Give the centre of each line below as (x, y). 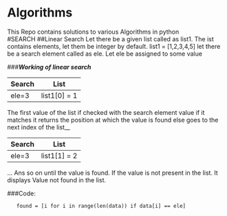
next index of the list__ (39, 127)
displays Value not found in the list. (57, 180)
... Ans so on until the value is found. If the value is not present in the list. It (112, 173)
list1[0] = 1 (59, 96)
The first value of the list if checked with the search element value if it (106, 112)
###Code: (21, 193)
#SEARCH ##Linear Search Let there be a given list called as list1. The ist (111, 39)
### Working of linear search (49, 67)
